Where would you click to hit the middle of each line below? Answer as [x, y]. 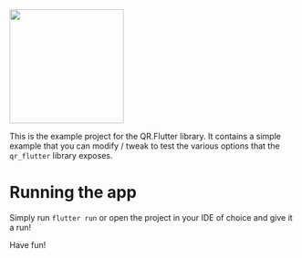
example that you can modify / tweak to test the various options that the [145, 146]
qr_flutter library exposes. [61, 155]
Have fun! [28, 244]
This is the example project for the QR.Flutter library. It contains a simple [145, 136]
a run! [21, 227]
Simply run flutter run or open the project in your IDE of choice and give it [151, 217]
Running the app [73, 193]
